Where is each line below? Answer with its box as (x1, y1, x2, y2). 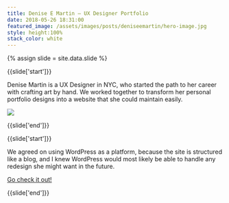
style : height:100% (7, 29, 63, 36)
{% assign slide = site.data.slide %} (7, 54, 108, 62)
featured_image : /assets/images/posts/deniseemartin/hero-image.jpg (7, 23, 207, 29)
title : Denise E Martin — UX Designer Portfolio (7, 10, 149, 17)
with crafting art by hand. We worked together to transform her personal (7, 88, 211, 96)
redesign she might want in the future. (7, 162, 115, 171)
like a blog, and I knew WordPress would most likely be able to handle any (7, 155, 216, 163)
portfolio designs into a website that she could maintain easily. (7, 95, 183, 103)
